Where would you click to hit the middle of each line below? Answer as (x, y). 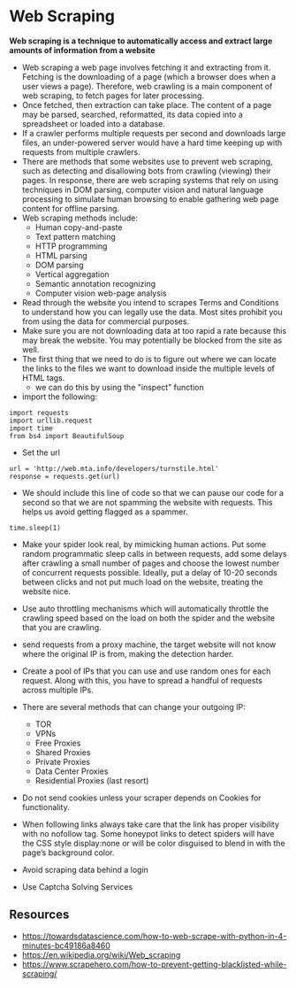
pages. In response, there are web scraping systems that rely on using (150, 180)
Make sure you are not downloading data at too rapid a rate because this (154, 330)
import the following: (60, 397)
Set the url (41, 452)
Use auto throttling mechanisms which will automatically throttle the (145, 608)
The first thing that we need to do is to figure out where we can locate (149, 359)
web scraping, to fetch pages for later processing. (113, 96)
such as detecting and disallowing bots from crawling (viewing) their (146, 171)
